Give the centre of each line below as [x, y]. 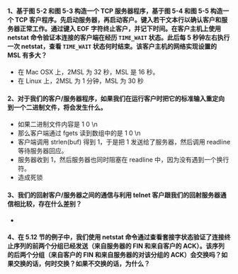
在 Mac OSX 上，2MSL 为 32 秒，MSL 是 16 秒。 [88, 72]
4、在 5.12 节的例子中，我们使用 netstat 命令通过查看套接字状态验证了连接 [116, 237]
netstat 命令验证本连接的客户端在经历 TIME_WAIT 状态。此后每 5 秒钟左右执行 [119, 37]
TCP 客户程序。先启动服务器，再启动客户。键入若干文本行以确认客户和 [118, 19]
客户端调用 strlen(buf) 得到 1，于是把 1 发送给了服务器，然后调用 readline [124, 142]
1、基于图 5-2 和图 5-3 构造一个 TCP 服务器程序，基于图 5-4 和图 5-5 [108, 11]
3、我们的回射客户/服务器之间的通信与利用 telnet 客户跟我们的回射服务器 [114, 195]
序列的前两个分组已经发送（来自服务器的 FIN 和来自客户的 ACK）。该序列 [119, 246]
